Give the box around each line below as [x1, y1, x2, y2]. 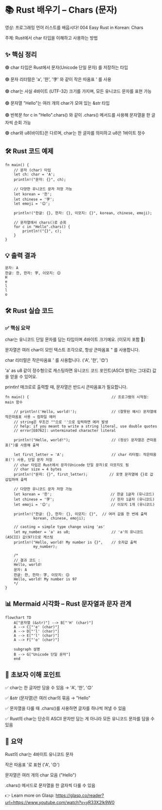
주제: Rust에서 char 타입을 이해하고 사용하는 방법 [5, 35, 98, 40]
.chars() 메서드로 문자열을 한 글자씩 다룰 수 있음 [5, 782, 96, 788]
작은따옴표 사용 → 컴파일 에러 [5, 415, 56, 420]
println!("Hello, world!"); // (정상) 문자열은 [14, 438, 145, 443]
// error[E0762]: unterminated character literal [14, 428, 116, 433]
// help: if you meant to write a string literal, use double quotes [14, 424, 158, 429]
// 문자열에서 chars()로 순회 [14, 220, 67, 225]
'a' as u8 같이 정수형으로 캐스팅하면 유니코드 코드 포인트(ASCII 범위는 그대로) [5, 367, 152, 373]
